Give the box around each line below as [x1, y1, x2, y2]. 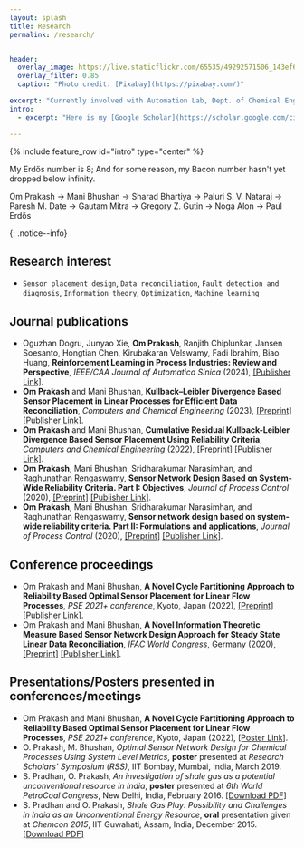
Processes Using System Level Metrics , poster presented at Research [22, 751, 285, 762]
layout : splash [9, 13, 67, 23]
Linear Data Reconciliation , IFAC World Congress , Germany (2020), [22, 638, 276, 649]
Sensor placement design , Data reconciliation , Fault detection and [22, 278, 280, 288]
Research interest [9, 253, 111, 268]
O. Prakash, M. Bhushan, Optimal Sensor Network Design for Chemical [22, 741, 287, 753]
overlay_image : [17, 63, 75, 73]
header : [9, 54, 39, 63]
